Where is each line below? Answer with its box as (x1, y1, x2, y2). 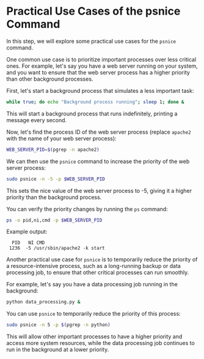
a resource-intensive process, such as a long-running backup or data (6, 263, 181, 270)
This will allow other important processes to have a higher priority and (6, 333, 183, 340)
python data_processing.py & (6, 299, 81, 305)
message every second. (6, 116, 67, 123)
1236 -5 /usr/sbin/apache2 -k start (9, 245, 105, 252)
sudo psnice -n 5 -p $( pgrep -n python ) (6, 322, 111, 328)
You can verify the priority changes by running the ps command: (6, 205, 168, 212)
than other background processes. (6, 75, 93, 82)
